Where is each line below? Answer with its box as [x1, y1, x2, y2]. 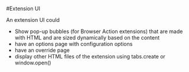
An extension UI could [6, 17, 60, 23]
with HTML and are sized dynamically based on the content [14, 34, 160, 41]
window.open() [14, 59, 51, 66]
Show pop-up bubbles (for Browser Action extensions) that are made [14, 28, 183, 35]
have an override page [14, 47, 70, 54]
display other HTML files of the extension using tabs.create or [14, 53, 165, 60]
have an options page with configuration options [14, 41, 133, 47]
